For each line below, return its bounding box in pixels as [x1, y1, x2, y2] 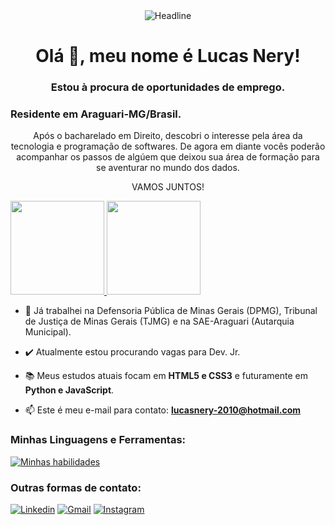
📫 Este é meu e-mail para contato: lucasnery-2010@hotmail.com [24, 404, 302, 416]
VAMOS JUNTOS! [131, 181, 205, 193]
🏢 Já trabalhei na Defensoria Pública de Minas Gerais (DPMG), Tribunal [24, 305, 318, 317]
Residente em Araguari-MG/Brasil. [10, 107, 182, 121]
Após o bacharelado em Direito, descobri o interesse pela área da [33, 130, 303, 142]
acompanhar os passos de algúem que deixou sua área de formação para [16, 151, 320, 163]
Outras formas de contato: [10, 480, 142, 494]
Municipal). [24, 326, 72, 338]
